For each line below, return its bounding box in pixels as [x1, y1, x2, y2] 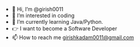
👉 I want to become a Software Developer [11, 25, 117, 32]
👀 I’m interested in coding [11, 12, 75, 19]
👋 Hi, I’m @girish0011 [11, 6, 64, 12]
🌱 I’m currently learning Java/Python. [11, 18, 103, 25]
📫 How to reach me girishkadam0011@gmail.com [11, 34, 134, 41]
